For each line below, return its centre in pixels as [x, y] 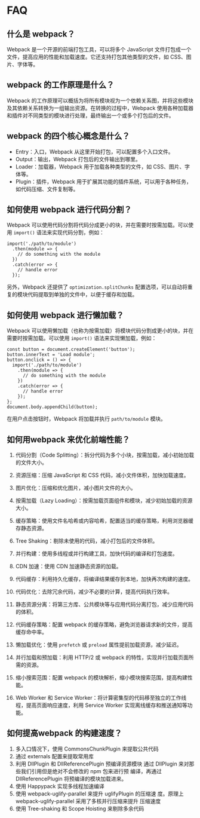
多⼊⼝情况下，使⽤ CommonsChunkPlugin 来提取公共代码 [87, 749]
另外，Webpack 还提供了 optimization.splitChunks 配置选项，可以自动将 [97, 287]
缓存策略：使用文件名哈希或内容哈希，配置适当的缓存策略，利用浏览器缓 [104, 521]
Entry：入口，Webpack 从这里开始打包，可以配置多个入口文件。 [94, 151]
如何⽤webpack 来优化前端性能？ [68, 439]
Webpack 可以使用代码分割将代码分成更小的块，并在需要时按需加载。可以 [98, 225]
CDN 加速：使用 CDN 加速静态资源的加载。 [68, 566]
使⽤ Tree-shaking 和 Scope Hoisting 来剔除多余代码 [80, 808]
